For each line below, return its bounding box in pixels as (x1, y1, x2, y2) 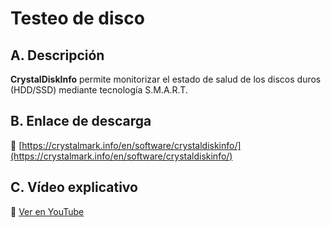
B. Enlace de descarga (10, 113, 152, 130)
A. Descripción (10, 47, 105, 64)
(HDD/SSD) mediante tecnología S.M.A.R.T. (10, 84, 188, 96)
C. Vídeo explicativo (10, 179, 138, 196)
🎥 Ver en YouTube (10, 205, 85, 217)
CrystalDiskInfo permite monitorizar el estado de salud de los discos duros (10, 73, 322, 85)
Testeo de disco (10, 7, 145, 30)
